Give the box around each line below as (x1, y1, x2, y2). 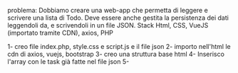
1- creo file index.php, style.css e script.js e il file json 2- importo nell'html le (7, 43, 231, 50)
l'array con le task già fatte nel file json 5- (7, 57, 130, 66)
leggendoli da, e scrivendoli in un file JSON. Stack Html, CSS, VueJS (7, 21, 209, 29)
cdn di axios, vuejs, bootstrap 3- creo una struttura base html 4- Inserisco (7, 50, 224, 58)
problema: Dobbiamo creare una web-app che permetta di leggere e (7, 6, 208, 14)
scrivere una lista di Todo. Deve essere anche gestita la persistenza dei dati (7, 13, 229, 22)
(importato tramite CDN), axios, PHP (7, 28, 114, 37)
